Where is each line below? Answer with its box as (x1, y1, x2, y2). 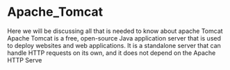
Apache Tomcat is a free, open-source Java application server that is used (7, 34, 221, 42)
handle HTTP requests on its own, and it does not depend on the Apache (7, 49, 216, 57)
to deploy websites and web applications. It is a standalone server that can (7, 41, 221, 49)
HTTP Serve (7, 56, 42, 64)
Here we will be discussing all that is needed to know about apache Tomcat (7, 27, 224, 35)
